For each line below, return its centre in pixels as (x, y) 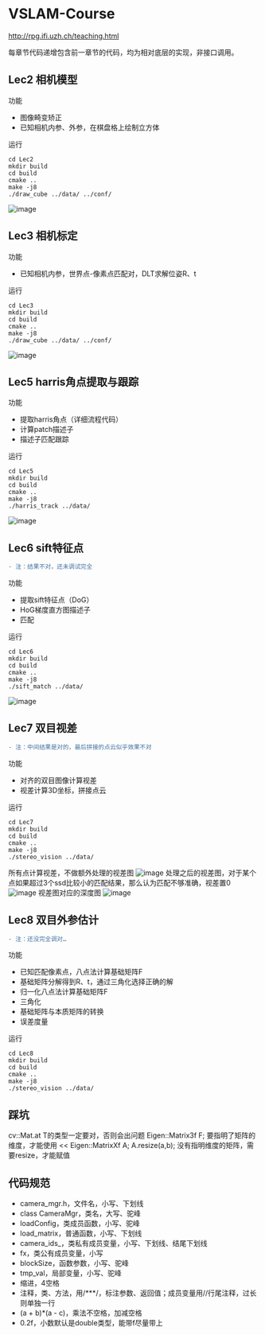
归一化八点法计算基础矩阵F (64, 992)
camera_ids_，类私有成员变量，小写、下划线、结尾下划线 (113, 1244)
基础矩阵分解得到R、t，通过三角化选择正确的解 (96, 982)
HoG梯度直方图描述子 (55, 610)
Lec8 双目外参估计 (54, 920)
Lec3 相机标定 (43, 236)
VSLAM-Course (62, 14)
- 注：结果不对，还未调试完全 (51, 567)
